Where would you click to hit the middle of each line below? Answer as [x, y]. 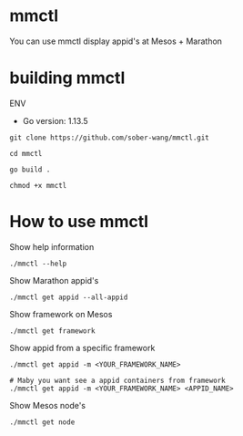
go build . [30, 170]
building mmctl [67, 78]
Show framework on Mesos [61, 314]
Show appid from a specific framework [82, 348]
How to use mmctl [79, 222]
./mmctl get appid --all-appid [69, 297]
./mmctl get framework [52, 331]
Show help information [52, 246]
